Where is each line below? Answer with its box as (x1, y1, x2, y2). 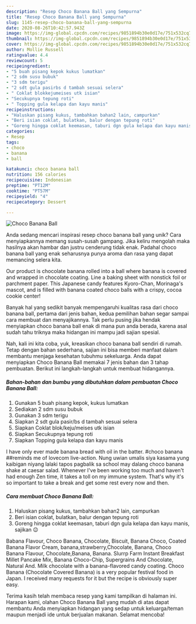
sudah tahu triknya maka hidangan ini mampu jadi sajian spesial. (6, 329, 160, 336)
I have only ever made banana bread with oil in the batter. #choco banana (6, 448, 183, 455)
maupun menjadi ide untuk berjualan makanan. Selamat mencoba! (6, 611, 165, 618)
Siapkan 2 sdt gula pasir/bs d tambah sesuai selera (14, 418, 138, 425)
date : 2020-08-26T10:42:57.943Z (6, 25, 85, 31)
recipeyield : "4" (6, 193, 48, 199)
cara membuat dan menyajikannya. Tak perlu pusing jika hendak (6, 316, 160, 323)
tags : (6, 139, 19, 145)
